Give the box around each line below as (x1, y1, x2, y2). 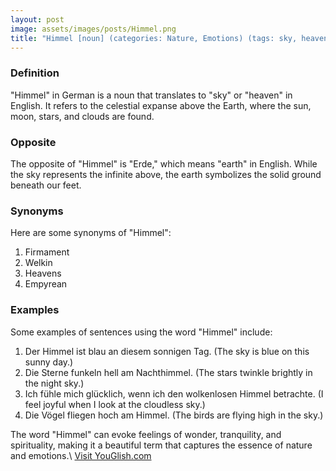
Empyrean (24, 278, 68, 290)
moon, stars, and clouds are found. (10, 110, 155, 122)
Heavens (24, 267, 62, 280)
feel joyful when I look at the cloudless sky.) (24, 398, 206, 410)
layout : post (10, 14, 65, 25)
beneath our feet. (10, 179, 82, 191)
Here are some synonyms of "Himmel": (10, 227, 172, 239)
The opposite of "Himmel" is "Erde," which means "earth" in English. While (10, 157, 318, 170)
